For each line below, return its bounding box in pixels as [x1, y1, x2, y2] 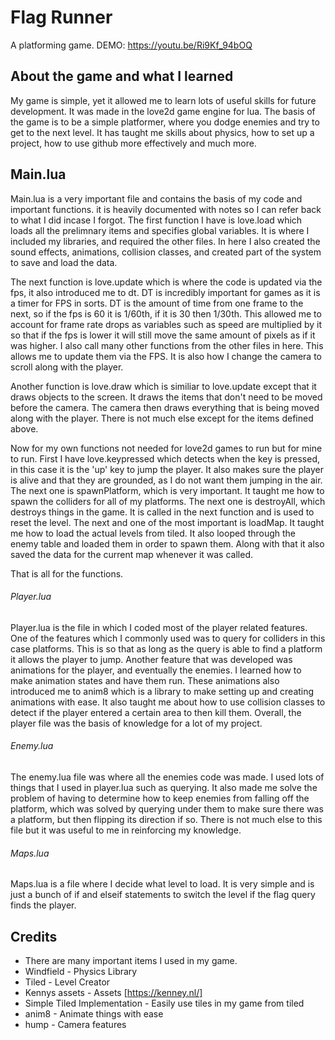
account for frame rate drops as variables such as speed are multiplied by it [10, 318, 322, 330]
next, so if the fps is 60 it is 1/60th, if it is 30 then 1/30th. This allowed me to [10, 307, 322, 320]
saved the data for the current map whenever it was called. [10, 548, 253, 560]
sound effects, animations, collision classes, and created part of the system [10, 246, 322, 258]
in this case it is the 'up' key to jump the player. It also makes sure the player [10, 463, 325, 475]
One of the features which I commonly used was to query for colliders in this [10, 632, 326, 644]
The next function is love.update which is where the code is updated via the [10, 276, 323, 288]
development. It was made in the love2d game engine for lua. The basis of [10, 105, 316, 117]
